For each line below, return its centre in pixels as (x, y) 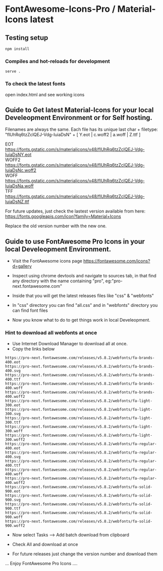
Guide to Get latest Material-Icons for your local (79, 110)
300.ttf (13, 422)
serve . (13, 72)
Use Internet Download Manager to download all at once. (70, 343)
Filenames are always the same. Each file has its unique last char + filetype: (81, 129)
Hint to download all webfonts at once (51, 333)
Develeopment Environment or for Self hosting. (79, 117)
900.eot (13, 491)
